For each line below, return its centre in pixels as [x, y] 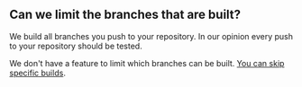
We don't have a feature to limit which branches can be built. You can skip [147, 63]
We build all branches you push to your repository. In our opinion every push [151, 36]
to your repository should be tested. [76, 46]
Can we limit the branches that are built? [125, 15]
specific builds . [37, 73]
